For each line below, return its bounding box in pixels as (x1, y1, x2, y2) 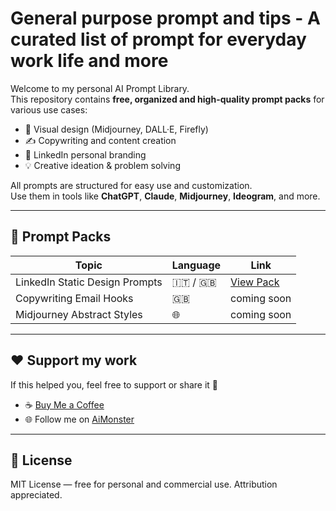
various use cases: (10, 103, 88, 116)
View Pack (230, 275, 280, 289)
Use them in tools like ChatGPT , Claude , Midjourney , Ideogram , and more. (10, 190, 321, 202)
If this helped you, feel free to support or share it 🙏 (10, 378, 219, 391)
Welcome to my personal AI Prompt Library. (10, 82, 190, 94)
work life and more (10, 50, 169, 72)
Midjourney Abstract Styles (15, 307, 143, 321)
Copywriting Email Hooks (15, 291, 134, 305)
